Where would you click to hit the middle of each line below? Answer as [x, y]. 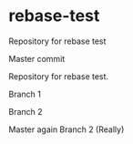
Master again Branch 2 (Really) [66, 129]
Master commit [37, 58]
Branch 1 [25, 94]
